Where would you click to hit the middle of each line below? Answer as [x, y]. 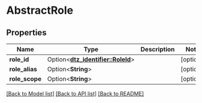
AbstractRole [40, 10]
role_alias [23, 69]
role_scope [26, 79]
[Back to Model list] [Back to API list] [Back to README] [75, 94]
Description [158, 49]
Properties [26, 33]
